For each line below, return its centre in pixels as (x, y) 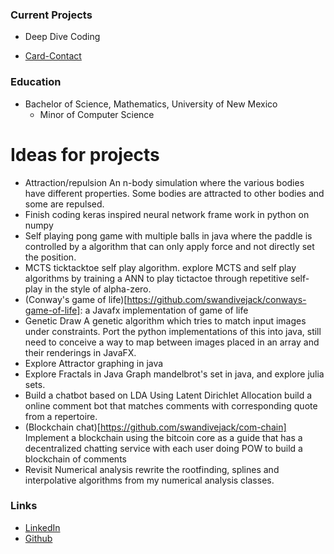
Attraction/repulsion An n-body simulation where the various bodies (164, 182)
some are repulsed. (64, 204)
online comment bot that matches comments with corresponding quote (171, 405)
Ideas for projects (85, 154)
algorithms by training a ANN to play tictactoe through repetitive (156, 278)
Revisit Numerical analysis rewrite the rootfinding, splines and (152, 469)
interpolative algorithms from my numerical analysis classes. (149, 480)
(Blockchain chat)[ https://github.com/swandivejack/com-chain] (155, 427)
